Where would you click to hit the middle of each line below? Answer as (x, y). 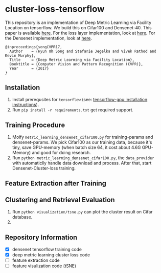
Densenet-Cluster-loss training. (44, 168)
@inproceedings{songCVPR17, (34, 47)
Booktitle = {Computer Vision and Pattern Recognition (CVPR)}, (76, 64)
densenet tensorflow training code (47, 249)
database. (22, 217)
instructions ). (25, 105)
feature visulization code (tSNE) (44, 266)
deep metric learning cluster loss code (51, 254)
